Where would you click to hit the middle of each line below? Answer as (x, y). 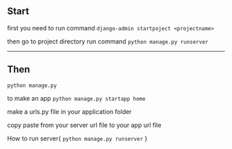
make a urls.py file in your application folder (70, 111)
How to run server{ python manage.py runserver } (77, 138)
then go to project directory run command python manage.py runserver (108, 41)
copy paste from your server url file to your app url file (84, 125)
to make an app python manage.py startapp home (77, 98)
